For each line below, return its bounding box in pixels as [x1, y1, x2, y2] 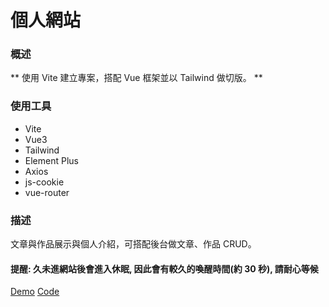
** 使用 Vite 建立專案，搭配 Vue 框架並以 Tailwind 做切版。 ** [10, 72, 263, 84]
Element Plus [24, 154, 79, 166]
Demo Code [10, 286, 60, 298]
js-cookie [24, 176, 65, 188]
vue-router [24, 186, 70, 198]
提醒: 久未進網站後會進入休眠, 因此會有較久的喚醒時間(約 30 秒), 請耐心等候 [10, 262, 319, 275]
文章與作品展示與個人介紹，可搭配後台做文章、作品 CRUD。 [10, 238, 257, 250]
